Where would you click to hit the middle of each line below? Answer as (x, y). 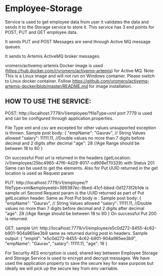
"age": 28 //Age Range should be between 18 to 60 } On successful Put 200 (81, 213)
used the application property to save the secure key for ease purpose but (79, 263)
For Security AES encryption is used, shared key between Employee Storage (81, 253)
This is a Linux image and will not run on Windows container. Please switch (80, 76)
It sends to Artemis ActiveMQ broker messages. (53, 56)
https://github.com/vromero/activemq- (111, 81)
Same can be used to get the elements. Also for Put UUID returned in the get (81, 168)
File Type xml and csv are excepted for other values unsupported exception (81, 128)
